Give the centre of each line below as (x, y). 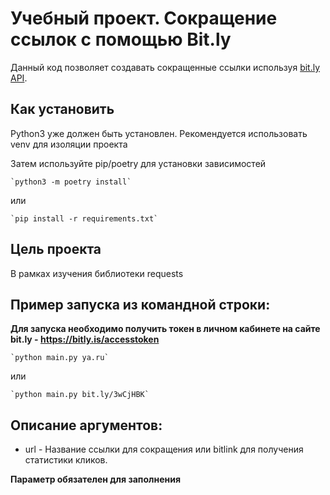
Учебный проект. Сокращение (144, 18)
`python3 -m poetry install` (71, 182)
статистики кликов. (66, 460)
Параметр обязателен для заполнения (95, 479)
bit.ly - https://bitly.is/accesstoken (85, 339)
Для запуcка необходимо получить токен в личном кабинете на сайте (165, 329)
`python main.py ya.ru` (60, 358)
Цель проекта (56, 249)
